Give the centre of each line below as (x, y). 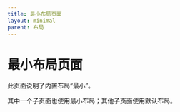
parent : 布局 (26, 27)
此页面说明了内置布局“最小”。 (51, 86)
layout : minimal (31, 21)
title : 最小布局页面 (35, 14)
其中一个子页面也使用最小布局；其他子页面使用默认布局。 (92, 101)
